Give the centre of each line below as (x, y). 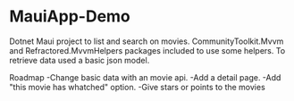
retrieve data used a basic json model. (80, 60)
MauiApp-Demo (70, 17)
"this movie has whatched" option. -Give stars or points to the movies (137, 87)
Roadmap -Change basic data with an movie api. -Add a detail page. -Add (145, 77)
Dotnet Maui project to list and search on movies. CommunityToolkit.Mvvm (147, 41)
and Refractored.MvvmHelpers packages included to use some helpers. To (147, 50)
